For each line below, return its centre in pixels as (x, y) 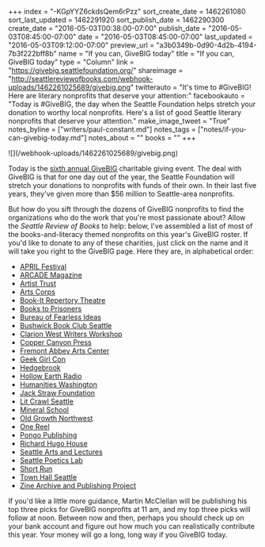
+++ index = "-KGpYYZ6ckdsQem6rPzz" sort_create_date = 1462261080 (127, 11)
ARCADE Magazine (51, 275)
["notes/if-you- (222, 129)
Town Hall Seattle (48, 477)
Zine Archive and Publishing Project (78, 486)
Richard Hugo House (54, 444)
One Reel (34, 427)
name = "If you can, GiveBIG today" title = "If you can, (146, 54)
